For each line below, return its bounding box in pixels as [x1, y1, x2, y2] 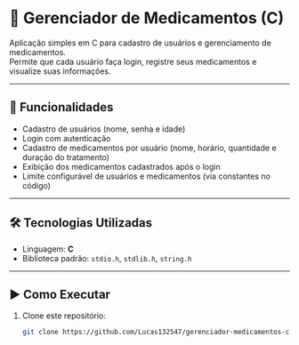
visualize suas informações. [9, 66, 111, 76]
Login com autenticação [21, 132, 111, 143]
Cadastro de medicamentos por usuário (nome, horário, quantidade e [21, 142, 278, 153]
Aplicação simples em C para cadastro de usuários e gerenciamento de [9, 37, 271, 48]
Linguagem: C [21, 244, 74, 254]
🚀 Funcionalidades [9, 100, 114, 115]
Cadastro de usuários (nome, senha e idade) [21, 124, 186, 134]
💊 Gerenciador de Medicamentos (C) [9, 8, 285, 28]
